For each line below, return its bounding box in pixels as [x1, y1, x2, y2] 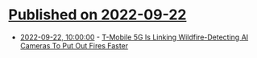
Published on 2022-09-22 [8, 6, 187, 24]
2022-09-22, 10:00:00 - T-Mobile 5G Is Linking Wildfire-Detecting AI [19, 32, 249, 42]
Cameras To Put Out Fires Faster [19, 40, 129, 50]
